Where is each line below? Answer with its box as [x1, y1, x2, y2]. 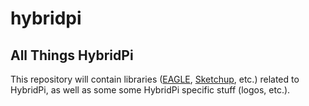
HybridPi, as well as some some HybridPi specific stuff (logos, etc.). [10, 84, 291, 96]
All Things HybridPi [10, 47, 134, 64]
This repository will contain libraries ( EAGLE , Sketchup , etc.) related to [10, 73, 300, 85]
